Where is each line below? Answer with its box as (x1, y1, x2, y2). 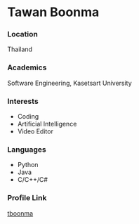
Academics (7, 62, 47, 72)
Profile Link (7, 193, 47, 203)
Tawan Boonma (7, 4, 100, 20)
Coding (17, 112, 39, 121)
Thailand (7, 45, 33, 53)
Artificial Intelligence (17, 120, 77, 129)
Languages (7, 145, 47, 154)
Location (7, 29, 39, 39)
